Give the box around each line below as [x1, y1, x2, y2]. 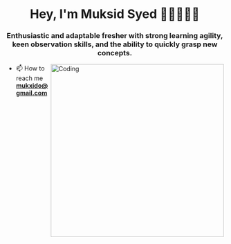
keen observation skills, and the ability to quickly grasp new [12, 39, 218, 49]
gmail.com [15, 89, 48, 97]
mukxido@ [15, 82, 48, 90]
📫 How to [15, 64, 45, 73]
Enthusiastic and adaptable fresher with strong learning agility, [6, 31, 223, 41]
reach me [15, 74, 44, 82]
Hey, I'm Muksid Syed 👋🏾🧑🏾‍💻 [29, 6, 201, 22]
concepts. [97, 48, 133, 58]
